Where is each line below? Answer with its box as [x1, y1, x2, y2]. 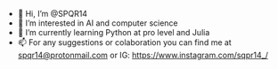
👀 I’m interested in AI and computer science [17, 18, 178, 28]
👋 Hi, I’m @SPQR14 [17, 9, 87, 19]
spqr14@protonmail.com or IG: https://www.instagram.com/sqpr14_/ [17, 50, 269, 60]
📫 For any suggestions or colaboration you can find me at [17, 37, 232, 48]
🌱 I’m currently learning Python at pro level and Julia [17, 27, 210, 37]
